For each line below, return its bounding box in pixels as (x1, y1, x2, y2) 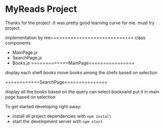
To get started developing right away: (5, 103, 82, 109)
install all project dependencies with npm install (12, 113, 111, 119)
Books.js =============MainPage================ (12, 60, 135, 66)
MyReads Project (5, 3, 77, 15)
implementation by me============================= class (5, 35, 146, 41)
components (5, 40, 31, 45)
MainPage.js (12, 49, 38, 55)
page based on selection (5, 94, 56, 100)
